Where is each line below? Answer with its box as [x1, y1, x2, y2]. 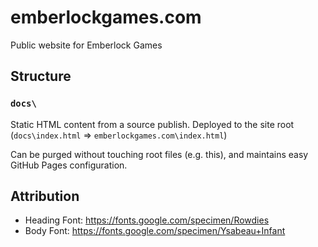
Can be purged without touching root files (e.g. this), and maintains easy [10, 148, 309, 160]
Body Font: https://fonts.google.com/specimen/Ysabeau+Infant [24, 225, 286, 237]
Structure [10, 68, 72, 85]
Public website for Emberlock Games [10, 39, 163, 51]
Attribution [10, 188, 80, 205]
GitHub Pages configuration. [10, 159, 128, 171]
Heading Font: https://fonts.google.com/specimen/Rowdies [24, 214, 270, 226]
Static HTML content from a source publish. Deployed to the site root [10, 118, 295, 130]
